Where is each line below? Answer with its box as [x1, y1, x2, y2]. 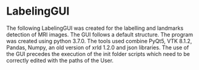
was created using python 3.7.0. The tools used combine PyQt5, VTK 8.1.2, [6, 37, 192, 44]
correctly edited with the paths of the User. [6, 57, 114, 64]
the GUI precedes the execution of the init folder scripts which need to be [6, 50, 190, 57]
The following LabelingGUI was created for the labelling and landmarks [6, 24, 184, 32]
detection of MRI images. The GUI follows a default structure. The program [6, 30, 193, 38]
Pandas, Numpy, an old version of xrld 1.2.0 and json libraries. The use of [6, 44, 189, 51]
